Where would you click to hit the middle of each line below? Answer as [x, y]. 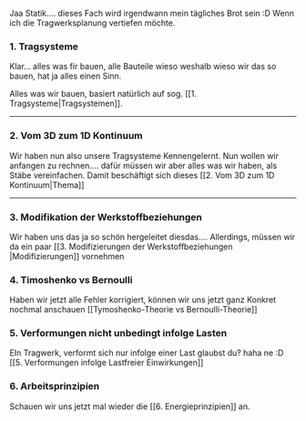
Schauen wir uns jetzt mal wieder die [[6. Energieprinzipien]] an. [130, 406]
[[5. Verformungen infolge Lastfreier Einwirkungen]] [107, 363]
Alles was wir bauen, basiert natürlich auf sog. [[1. [103, 94]
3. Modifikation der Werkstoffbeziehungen [106, 216]
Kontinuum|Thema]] [47, 184]
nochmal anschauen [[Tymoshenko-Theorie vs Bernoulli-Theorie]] [133, 310]
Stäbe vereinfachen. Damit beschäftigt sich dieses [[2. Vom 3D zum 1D [142, 175]
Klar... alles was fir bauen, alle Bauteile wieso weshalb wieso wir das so [143, 67]
